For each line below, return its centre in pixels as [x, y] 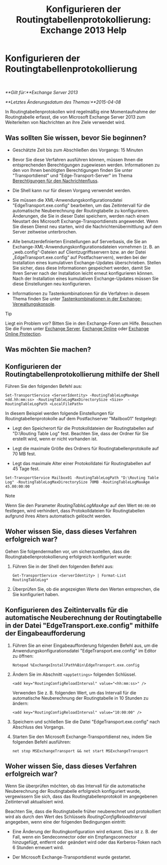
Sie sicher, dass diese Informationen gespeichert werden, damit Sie [81, 268]
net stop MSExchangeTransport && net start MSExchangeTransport [80, 751]
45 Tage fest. [26, 469]
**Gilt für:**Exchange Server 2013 [42, 92]
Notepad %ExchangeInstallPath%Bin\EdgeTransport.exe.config [76, 665]
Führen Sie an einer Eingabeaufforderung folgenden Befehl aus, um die [85, 645]
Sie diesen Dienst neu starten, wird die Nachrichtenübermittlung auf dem [87, 226]
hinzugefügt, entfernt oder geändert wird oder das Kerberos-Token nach [87, 842]
